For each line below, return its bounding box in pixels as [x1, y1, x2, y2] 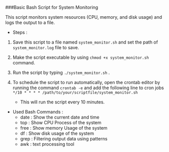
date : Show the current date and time [20, 114, 100, 120]
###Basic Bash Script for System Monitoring [5, 5, 98, 10]
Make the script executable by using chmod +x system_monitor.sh [12, 54, 149, 60]
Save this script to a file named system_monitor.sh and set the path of [12, 39, 158, 45]
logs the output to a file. [5, 20, 55, 25]
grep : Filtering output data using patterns [20, 136, 108, 141]
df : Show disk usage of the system [20, 130, 94, 136]
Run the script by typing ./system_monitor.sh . [12, 69, 110, 75]
